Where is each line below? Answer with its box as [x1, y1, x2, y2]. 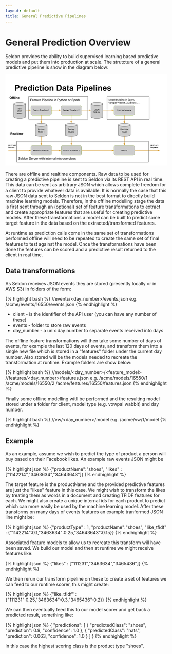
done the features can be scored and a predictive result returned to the [5, 246, 156, 252]
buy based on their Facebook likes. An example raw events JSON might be [5, 456, 163, 462]
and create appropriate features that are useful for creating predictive [5, 209, 152, 215]
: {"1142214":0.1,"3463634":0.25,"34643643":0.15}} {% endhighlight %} [5, 529, 157, 535]
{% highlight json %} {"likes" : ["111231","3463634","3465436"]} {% [5, 560, 148, 566]
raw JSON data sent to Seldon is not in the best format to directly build [5, 193, 155, 199]
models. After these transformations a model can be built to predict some [5, 214, 160, 220]
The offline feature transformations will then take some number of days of [5, 337, 162, 344]
